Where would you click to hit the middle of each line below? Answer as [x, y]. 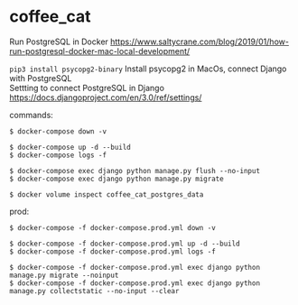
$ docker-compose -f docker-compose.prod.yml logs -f [113, 251]
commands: [32, 115]
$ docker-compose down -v [58, 131]
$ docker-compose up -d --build [70, 147]
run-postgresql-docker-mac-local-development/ [100, 51]
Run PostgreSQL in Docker [59, 42]
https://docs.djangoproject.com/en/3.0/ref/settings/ [106, 97]
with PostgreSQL [41, 78]
